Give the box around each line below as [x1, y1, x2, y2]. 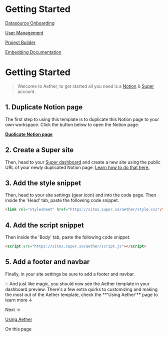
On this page [5, 326, 31, 332]
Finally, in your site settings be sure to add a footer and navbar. [5, 271, 135, 277]
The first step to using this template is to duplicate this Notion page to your [5, 116, 159, 122]
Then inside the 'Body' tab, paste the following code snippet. [5, 234, 131, 240]
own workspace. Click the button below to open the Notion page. [5, 121, 139, 127]
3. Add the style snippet [5, 178, 81, 187]
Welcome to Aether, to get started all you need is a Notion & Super [17, 83, 154, 89]
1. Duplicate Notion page [5, 103, 83, 111]
